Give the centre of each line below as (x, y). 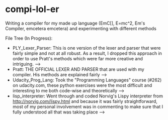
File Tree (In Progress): (29, 38)
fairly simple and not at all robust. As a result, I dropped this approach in (87, 53)
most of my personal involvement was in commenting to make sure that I (88, 106)
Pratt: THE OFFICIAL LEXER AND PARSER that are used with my (78, 69)
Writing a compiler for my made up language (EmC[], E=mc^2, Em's (75, 23)
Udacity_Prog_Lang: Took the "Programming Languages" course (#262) (87, 80)
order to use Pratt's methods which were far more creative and (78, 58)
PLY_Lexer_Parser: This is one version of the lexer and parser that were (87, 48)
